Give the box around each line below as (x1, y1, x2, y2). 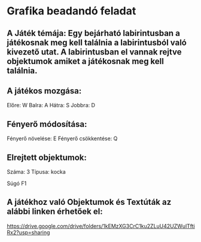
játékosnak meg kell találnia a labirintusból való (7, 37, 187, 47)
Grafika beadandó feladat (7, 4, 136, 18)
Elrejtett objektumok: (7, 152, 87, 162)
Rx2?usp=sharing (7, 229, 50, 236)
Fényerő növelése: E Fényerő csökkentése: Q (7, 135, 118, 142)
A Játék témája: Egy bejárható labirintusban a (7, 28, 180, 38)
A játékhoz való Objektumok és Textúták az (7, 197, 172, 207)
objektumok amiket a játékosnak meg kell (7, 56, 164, 66)
